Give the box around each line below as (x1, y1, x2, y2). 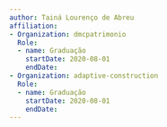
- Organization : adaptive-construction (9, 72, 159, 80)
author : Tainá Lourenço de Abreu (9, 13, 135, 22)
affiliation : (9, 21, 58, 30)
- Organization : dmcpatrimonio (9, 30, 127, 38)
